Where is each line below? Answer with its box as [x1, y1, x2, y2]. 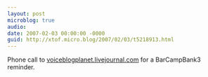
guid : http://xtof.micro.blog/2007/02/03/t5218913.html [7, 36, 174, 43]
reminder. [7, 63, 35, 71]
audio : [7, 23, 27, 30]
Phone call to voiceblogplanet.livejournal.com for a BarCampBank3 [7, 55, 202, 64]
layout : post [7, 10, 46, 17]
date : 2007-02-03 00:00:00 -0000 [7, 29, 105, 37]
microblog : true [7, 17, 55, 24]
